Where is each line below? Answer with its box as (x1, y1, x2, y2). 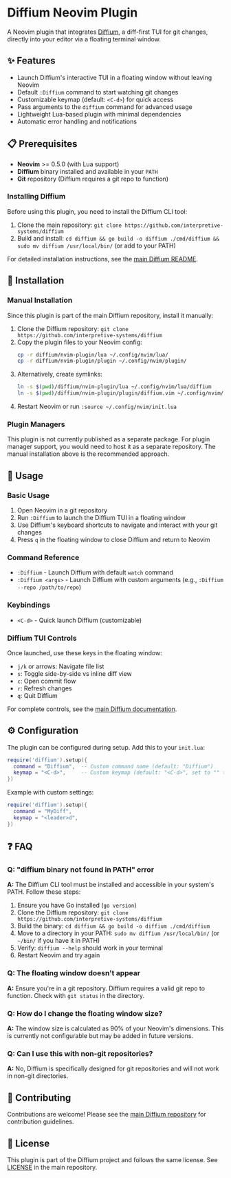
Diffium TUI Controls (7, 633, 77, 643)
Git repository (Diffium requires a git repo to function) (16, 174, 169, 183)
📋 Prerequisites (7, 138, 78, 150)
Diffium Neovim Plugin (7, 5, 138, 21)
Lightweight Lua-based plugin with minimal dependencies (16, 110, 181, 118)
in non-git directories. (7, 1072, 69, 1080)
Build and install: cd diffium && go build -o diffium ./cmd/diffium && (16, 234, 220, 242)
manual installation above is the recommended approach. (7, 450, 170, 458)
